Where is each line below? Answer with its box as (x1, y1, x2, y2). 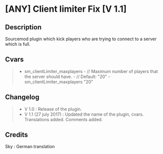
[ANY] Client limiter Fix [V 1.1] (5, 3, 127, 15)
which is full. (5, 41, 31, 47)
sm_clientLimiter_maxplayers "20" (24, 78, 93, 84)
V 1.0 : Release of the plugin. (24, 106, 82, 112)
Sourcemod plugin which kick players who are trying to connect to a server (5, 36, 157, 42)
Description (5, 23, 42, 31)
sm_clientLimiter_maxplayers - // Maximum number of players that (24, 68, 158, 74)
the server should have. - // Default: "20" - (24, 74, 111, 79)
